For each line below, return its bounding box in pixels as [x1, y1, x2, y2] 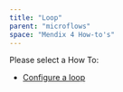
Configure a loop [22, 72, 86, 83]
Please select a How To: [9, 55, 99, 66]
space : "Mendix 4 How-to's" [9, 30, 116, 39]
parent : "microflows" [9, 22, 91, 31]
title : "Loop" [9, 13, 63, 23]
